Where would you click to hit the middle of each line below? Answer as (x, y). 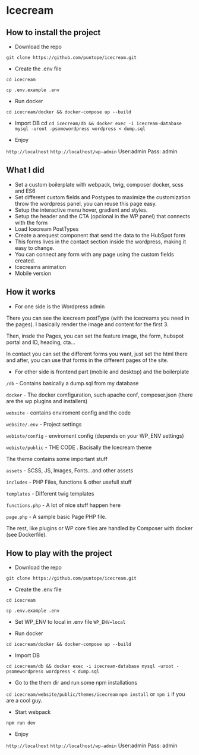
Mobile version (33, 273)
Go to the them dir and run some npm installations (76, 683)
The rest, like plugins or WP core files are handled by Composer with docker (99, 528)
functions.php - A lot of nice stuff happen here (63, 505)
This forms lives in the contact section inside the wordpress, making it (100, 242)
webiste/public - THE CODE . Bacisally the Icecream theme (79, 447)
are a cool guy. (24, 701)
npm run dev (21, 723)
